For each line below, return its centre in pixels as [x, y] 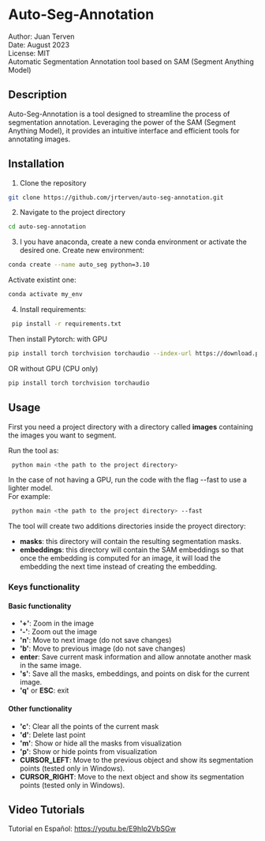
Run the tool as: [34, 450]
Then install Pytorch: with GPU [58, 339]
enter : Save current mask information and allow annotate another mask [135, 657]
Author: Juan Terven [41, 36]
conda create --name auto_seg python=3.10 [79, 265]
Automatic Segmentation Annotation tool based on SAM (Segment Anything [131, 62]
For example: [30, 497]
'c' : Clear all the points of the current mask [89, 726]
